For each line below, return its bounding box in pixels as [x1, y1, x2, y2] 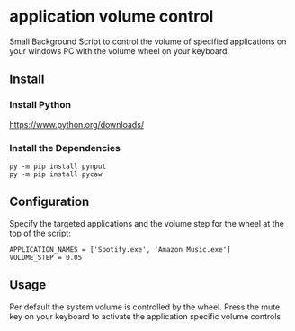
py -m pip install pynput [9, 162, 106, 171]
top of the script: [9, 228, 72, 238]
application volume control [9, 6, 214, 27]
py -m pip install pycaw [9, 169, 103, 179]
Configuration [9, 194, 90, 210]
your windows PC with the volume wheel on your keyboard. [9, 45, 230, 56]
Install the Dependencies [9, 141, 121, 154]
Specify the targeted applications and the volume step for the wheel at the [9, 218, 285, 228]
